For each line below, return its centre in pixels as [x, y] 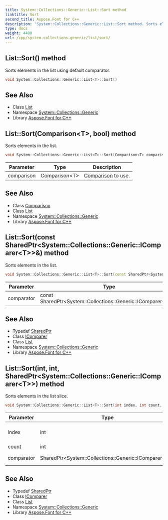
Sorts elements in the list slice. [37, 396]
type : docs [16, 29]
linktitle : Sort [22, 15]
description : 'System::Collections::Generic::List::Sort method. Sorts [81, 24]
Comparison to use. [107, 176]
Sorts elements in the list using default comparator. [58, 70]
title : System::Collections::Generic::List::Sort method [66, 10]
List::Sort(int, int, [32, 368]
